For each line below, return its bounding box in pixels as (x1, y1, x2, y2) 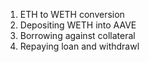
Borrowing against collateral (19, 30, 136, 41)
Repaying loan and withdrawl (19, 40, 140, 52)
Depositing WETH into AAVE (19, 19, 137, 31)
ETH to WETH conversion (19, 9, 125, 20)
